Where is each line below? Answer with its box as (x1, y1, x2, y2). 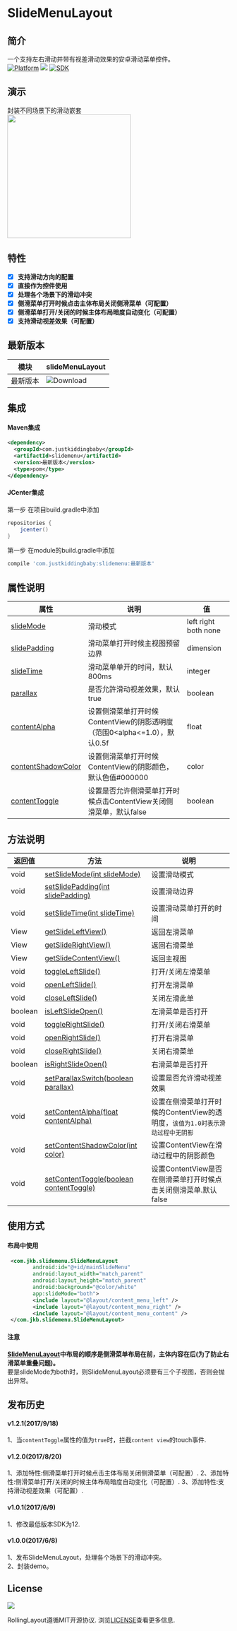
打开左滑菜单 (151, 980, 194, 990)
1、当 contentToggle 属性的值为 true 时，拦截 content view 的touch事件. (7, 1436, 207, 1444)
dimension (186, 643, 222, 653)
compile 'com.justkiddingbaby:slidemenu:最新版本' (7, 560, 155, 567)
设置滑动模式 (151, 869, 194, 879)
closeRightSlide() (44, 1046, 102, 1056)
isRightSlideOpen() (44, 1059, 108, 1068)
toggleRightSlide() (44, 1019, 105, 1029)
